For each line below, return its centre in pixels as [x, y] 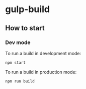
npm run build [20, 81]
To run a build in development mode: [43, 53]
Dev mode [18, 42]
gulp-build [28, 9]
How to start [25, 28]
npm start [16, 62]
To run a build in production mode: [41, 72]
